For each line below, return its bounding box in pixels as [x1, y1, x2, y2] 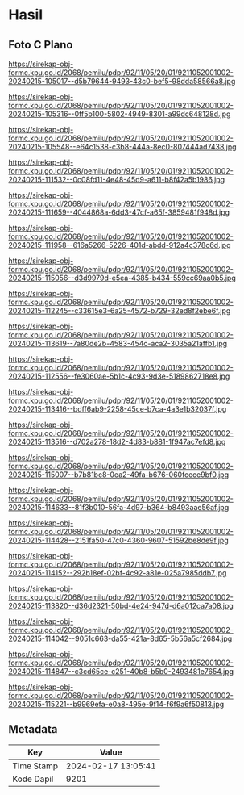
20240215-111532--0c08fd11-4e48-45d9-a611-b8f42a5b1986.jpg [8, 175, 225, 184]
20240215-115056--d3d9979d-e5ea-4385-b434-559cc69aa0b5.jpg [8, 273, 236, 282]
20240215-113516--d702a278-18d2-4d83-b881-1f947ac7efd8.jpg [8, 437, 226, 446]
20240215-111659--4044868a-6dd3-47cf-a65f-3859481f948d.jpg [8, 207, 230, 217]
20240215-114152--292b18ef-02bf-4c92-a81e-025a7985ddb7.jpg [8, 568, 227, 578]
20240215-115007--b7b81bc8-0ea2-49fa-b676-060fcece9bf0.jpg [8, 470, 230, 479]
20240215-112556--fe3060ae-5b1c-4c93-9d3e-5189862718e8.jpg [8, 371, 230, 381]
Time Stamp [12, 760, 59, 772]
